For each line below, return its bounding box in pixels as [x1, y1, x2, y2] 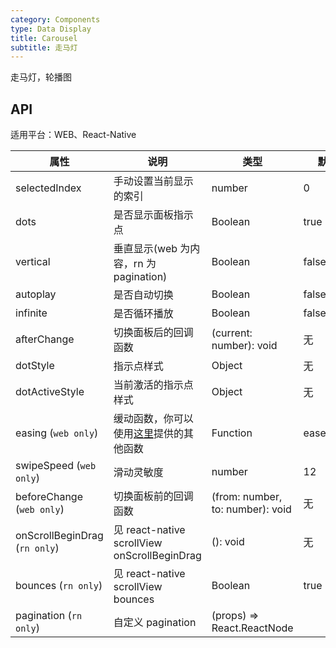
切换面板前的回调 [113, 489, 194, 503]
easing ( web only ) [15, 426, 99, 440]
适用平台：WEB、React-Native [10, 129, 137, 141]
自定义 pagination [113, 616, 197, 630]
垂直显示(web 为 [113, 242, 191, 256]
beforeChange [15, 490, 83, 504]
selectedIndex [15, 181, 82, 195]
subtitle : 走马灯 [10, 42, 78, 53]
